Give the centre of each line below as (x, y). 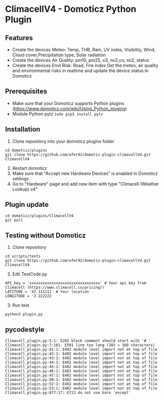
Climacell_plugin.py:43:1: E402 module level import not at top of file (81, 358)
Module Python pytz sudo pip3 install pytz (58, 114)
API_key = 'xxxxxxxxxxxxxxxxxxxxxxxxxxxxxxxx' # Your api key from (76, 283)
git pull (14, 220)
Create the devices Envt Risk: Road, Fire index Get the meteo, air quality (85, 65)
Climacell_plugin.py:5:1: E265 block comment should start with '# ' (78, 341)
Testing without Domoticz (46, 235)
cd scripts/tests (23, 256)
